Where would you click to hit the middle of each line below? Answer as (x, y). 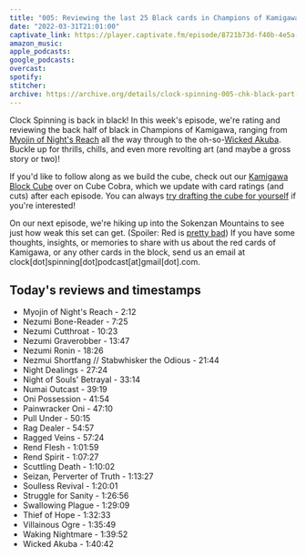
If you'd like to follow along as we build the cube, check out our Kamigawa (149, 176)
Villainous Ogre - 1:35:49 (69, 525)
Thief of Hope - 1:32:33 (66, 515)
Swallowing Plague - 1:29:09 (76, 505)
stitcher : (28, 86)
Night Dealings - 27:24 (65, 370)
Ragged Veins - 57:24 (63, 438)
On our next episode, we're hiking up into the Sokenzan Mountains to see (147, 223)
